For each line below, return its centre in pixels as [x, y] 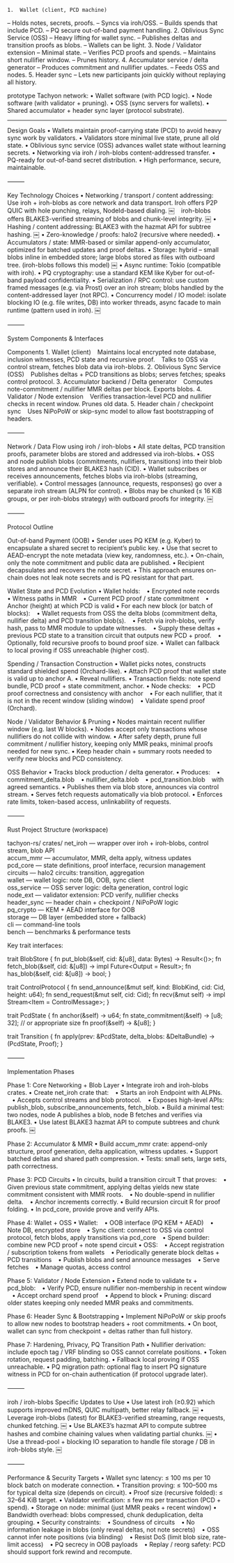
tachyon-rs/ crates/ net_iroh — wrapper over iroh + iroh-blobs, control [108, 843]
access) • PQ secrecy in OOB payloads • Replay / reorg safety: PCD [123, 1544]
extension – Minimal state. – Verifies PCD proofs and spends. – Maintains [111, 53]
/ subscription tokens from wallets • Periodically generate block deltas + [114, 1252]
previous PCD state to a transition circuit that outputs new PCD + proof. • [114, 635]
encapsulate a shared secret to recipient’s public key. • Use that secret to [112, 548]
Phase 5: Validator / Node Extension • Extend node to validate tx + [102, 1281]
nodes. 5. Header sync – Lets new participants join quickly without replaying [117, 75]
